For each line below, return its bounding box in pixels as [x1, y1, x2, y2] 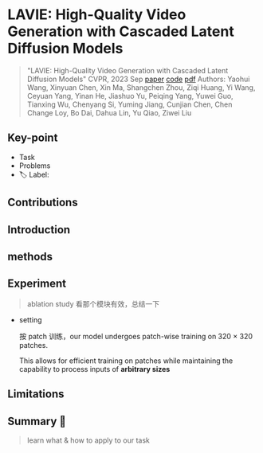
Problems [18, 161, 51, 170]
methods [7, 249, 53, 264]
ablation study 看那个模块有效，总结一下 [26, 299, 160, 308]
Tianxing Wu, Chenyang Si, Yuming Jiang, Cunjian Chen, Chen [26, 100, 233, 109]
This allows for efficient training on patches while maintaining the [18, 356, 234, 365]
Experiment [7, 277, 67, 291]
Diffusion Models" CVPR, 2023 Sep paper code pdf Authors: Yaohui [26, 74, 250, 84]
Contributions [7, 196, 78, 209]
